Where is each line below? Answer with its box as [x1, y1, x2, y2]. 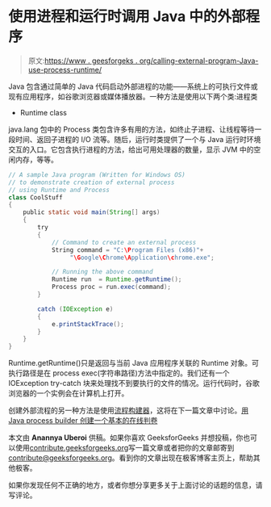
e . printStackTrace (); [51, 320, 125, 328]
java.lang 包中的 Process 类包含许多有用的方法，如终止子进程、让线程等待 [8, 124, 255, 134]
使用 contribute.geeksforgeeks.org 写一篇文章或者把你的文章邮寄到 [15, 443, 235, 453]
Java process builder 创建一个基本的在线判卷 [8, 416, 158, 425]
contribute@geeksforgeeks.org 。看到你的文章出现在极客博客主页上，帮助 [8, 453, 254, 463]
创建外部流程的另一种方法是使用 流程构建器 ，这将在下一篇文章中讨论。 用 [8, 405, 248, 416]
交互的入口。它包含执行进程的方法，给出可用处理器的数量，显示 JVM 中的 [8, 145, 254, 154]
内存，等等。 [15, 154, 58, 164]
